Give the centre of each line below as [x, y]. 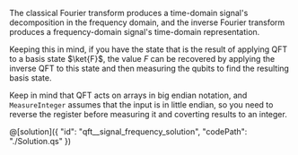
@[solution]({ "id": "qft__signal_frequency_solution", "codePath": [128, 132]
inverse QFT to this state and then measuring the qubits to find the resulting [149, 68]
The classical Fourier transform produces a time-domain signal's [129, 13]
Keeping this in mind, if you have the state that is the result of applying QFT [149, 49]
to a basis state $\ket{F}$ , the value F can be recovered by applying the [142, 59]
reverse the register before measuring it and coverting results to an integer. [148, 114]
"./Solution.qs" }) [40, 141]
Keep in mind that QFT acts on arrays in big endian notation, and [128, 95]
